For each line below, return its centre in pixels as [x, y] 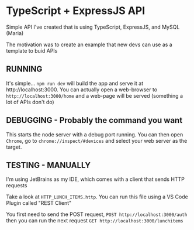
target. [14, 147]
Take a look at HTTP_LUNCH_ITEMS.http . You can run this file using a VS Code [97, 197]
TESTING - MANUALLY [48, 165]
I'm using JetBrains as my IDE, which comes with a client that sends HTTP [96, 179]
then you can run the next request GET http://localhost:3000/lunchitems [95, 221]
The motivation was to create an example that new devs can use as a [89, 44]
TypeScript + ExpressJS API [76, 11]
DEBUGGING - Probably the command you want [94, 120]
